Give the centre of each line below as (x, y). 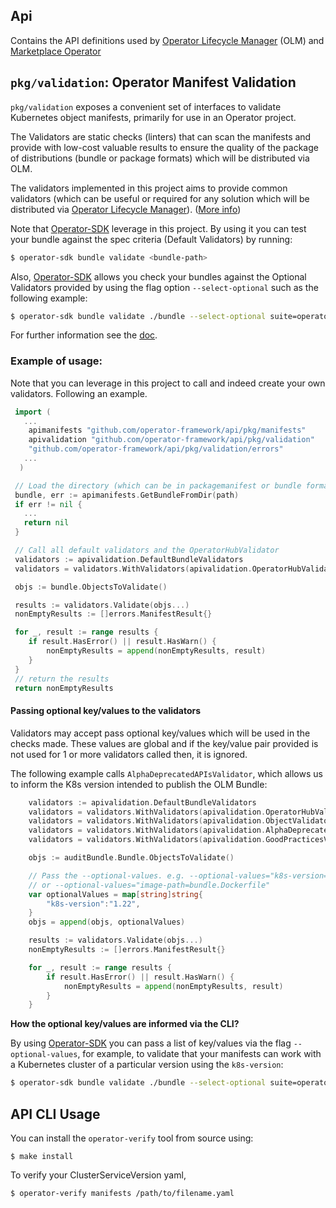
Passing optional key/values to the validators (106, 711)
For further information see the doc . (84, 335)
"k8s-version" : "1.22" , (93, 904)
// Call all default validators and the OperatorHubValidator (147, 550)
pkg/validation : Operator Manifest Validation (153, 82)
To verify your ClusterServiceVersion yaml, (98, 1175)
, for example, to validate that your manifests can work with (199, 1054)
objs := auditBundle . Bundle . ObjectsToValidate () (131, 858)
